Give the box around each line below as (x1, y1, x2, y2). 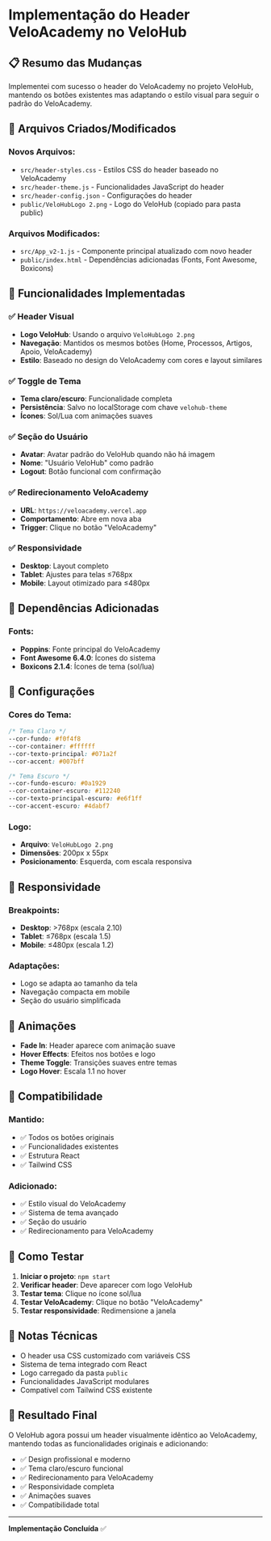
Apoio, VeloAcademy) (19, 346, 93, 357)
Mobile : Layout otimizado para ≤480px (19, 578, 151, 588)
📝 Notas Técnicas (8, 1329, 98, 1343)
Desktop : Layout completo (19, 560, 109, 571)
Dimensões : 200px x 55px (19, 848, 109, 858)
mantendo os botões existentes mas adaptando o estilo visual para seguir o (8, 91, 260, 99)
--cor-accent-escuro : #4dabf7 (8, 802, 110, 810)
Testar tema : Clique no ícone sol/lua (19, 1288, 142, 1298)
